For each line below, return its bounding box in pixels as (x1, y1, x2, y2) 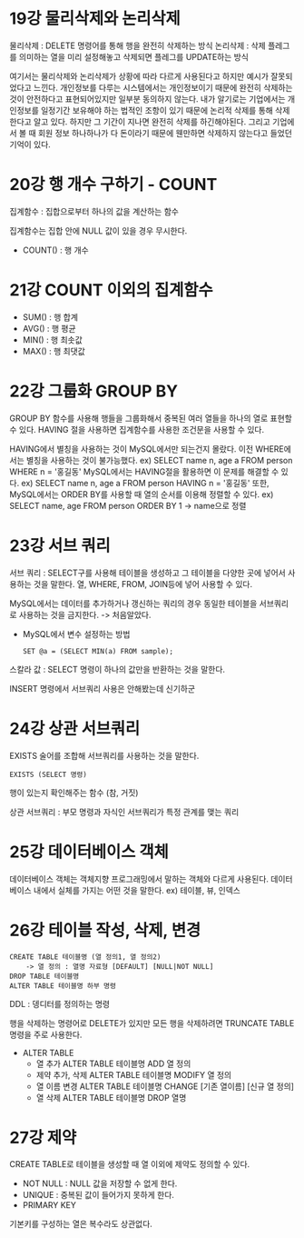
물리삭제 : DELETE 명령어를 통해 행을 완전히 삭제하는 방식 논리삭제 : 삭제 (9, 40, 266, 51)
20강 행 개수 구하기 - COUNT (9, 175, 218, 195)
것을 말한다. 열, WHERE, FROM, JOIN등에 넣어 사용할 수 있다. (33, 578, 252, 589)
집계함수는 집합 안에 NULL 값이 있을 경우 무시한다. (9, 225, 188, 236)
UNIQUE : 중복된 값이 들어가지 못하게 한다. (22, 1190, 175, 1201)
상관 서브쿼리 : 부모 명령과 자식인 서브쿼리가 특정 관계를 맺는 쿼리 (9, 806, 240, 817)
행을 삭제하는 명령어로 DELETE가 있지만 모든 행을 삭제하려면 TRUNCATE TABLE (9, 1017, 295, 1028)
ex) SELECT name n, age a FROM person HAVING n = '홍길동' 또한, (21, 477, 270, 488)
